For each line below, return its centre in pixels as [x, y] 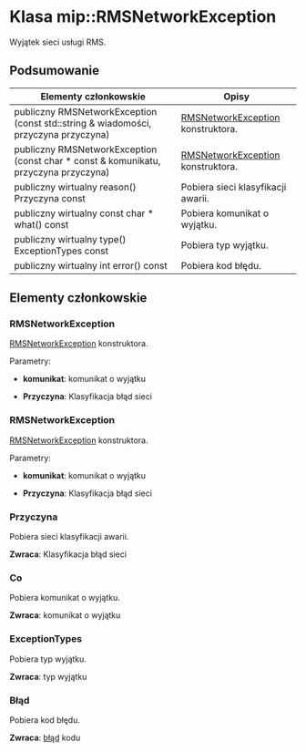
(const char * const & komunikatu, [87, 160]
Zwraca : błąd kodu [45, 737]
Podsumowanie [55, 71]
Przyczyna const [50, 198]
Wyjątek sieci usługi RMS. [58, 42]
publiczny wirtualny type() [70, 239]
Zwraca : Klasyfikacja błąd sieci [68, 554]
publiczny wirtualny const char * [84, 213]
